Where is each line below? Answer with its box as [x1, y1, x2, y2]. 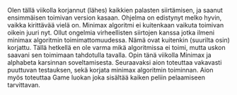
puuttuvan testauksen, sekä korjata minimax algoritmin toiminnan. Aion [7, 66, 214, 74]
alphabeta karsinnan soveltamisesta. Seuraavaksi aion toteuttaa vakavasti [7, 58, 222, 66]
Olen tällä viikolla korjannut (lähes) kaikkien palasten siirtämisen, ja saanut [7, 6, 223, 14]
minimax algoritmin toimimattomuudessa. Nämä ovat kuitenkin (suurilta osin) [7, 36, 230, 44]
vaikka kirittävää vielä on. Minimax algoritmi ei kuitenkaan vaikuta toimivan [7, 21, 224, 29]
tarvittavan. [7, 81, 41, 89]
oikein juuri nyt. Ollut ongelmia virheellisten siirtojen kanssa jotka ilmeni [7, 28, 214, 37]
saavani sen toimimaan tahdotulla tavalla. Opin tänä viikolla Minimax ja [7, 51, 212, 59]
